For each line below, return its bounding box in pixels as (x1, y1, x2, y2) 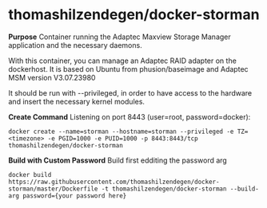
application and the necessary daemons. (8, 40, 142, 49)
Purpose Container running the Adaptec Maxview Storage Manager (8, 32, 232, 41)
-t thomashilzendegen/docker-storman (101, 185, 227, 193)
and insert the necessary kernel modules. (8, 96, 145, 106)
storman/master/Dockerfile (8, 185, 98, 193)
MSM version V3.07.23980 (8, 73, 96, 82)
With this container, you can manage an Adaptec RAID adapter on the (8, 56, 237, 65)
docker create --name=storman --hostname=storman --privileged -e (8, 128, 234, 135)
